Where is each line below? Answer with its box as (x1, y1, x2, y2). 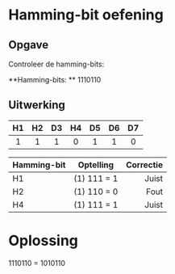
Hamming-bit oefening (8, 6, 164, 24)
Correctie (126, 159, 164, 171)
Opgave (8, 38, 49, 52)
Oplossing (8, 232, 79, 250)
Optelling (77, 159, 115, 171)
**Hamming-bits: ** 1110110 (8, 75, 102, 84)
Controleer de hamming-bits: (8, 59, 105, 69)
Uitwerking (8, 99, 66, 112)
